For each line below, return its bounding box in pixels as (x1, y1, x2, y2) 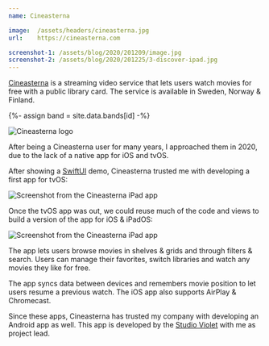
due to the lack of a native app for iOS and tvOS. (8, 151, 169, 160)
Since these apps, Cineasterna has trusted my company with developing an (8, 311, 259, 321)
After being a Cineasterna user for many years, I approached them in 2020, (8, 142, 258, 152)
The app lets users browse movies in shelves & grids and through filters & (8, 246, 253, 256)
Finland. (8, 95, 35, 105)
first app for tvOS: (8, 175, 68, 185)
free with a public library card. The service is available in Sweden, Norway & (8, 86, 262, 97)
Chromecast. (8, 296, 52, 306)
